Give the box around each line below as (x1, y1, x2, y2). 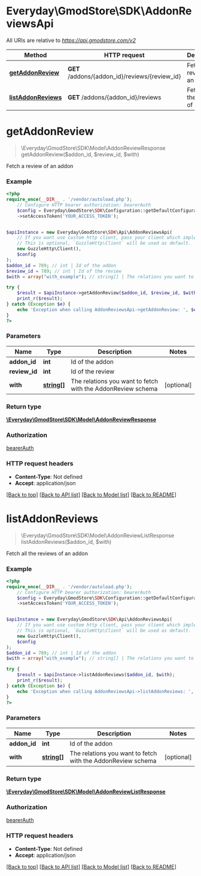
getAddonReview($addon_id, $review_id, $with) (20, 151, 139, 158)
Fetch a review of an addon (6, 162, 74, 169)
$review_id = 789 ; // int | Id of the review (6, 268, 121, 274)
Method (24, 51, 47, 59)
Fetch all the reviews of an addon (6, 549, 89, 557)
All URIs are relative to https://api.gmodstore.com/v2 (6, 36, 136, 44)
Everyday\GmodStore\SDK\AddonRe (6, 4, 193, 18)
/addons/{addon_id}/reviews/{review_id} (68, 72, 181, 80)
